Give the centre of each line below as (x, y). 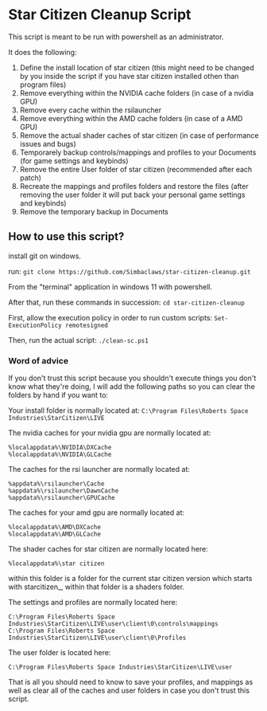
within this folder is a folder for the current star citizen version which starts (130, 579)
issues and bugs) (48, 143)
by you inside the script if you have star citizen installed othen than (129, 76)
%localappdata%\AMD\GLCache (55, 534)
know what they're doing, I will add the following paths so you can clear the (132, 387)
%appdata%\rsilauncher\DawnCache (64, 491)
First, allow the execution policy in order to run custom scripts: (110, 317)
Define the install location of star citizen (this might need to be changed (137, 67)
